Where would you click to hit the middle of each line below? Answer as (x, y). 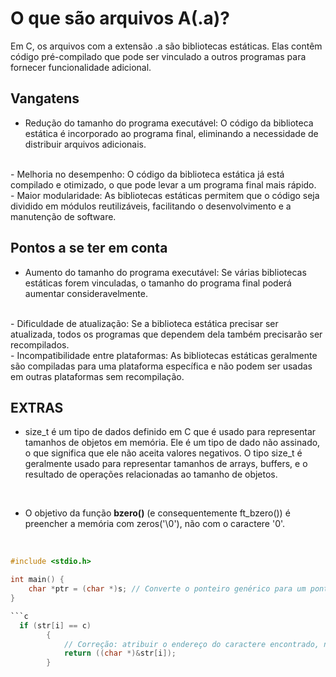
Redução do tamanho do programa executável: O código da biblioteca (169, 123)
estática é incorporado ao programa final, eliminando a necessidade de (171, 133)
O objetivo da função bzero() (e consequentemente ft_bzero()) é (157, 513)
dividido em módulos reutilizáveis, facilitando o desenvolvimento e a (151, 206)
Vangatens (45, 98)
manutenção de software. (63, 216)
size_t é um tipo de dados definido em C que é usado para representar (170, 432)
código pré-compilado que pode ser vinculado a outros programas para (158, 56)
